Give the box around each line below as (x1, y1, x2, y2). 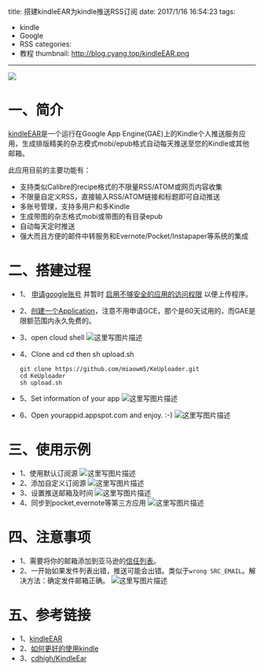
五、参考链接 (8, 606, 92, 624)
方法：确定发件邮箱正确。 (26, 576, 110, 585)
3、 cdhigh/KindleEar (19, 653, 87, 663)
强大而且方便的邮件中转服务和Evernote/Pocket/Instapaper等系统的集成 (19, 231, 249, 240)
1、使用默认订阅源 (19, 468, 79, 478)
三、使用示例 (8, 441, 92, 459)
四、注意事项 (8, 528, 92, 546)
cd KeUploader (19, 372, 66, 380)
